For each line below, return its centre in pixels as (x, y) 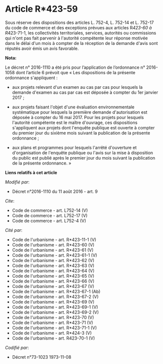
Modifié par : (18, 182)
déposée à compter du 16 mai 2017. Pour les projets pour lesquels (78, 117)
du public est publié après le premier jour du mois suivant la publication (84, 158)
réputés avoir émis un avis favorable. (42, 48)
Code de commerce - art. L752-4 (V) (49, 221)
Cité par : (14, 230)
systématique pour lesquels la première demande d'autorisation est (80, 112)
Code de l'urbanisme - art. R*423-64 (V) (53, 271)
